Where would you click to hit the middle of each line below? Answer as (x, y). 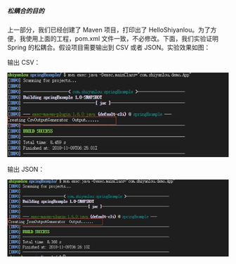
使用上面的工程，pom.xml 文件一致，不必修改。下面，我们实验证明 (122, 38)
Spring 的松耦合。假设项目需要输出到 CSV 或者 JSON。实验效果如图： (109, 47)
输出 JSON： (26, 169)
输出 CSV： (24, 62)
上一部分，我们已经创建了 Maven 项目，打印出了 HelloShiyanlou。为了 (109, 30)
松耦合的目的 (26, 11)
